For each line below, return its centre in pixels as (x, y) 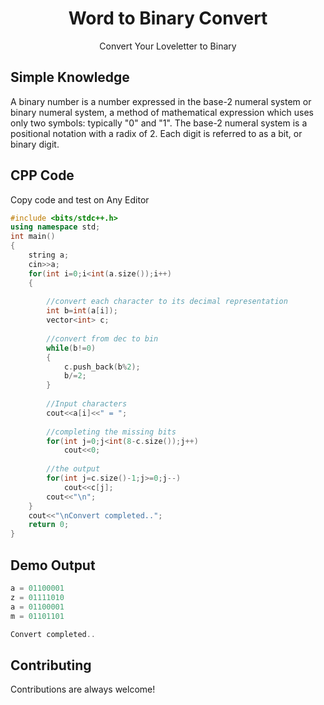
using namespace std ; (55, 227)
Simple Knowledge (70, 77)
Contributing (51, 665)
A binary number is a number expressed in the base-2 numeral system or (161, 101)
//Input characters (87, 404)
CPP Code (42, 175)
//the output (73, 469)
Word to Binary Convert (168, 18)
